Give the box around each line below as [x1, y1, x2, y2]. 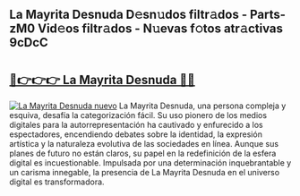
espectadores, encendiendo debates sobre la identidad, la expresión [9, 129, 262, 140]
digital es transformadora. [9, 176, 105, 187]
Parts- [249, 7, 287, 22]
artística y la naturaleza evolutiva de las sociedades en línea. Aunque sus [9, 139, 279, 149]
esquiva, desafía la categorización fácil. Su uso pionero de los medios [9, 110, 267, 120]
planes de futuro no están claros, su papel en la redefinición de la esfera [9, 148, 277, 158]
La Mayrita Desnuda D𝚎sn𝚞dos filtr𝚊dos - [9, 7, 248, 22]
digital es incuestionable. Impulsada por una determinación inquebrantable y [9, 158, 292, 168]
